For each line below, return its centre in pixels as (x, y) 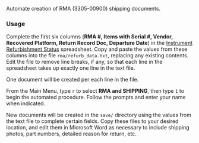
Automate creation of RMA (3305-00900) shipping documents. (83, 9)
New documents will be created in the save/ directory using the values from (99, 115)
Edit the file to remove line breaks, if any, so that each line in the (84, 62)
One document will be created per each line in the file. (72, 80)
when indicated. (26, 103)
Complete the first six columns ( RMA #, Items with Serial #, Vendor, (90, 37)
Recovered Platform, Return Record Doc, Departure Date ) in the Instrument (99, 43)
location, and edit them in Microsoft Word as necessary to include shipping (98, 128)
